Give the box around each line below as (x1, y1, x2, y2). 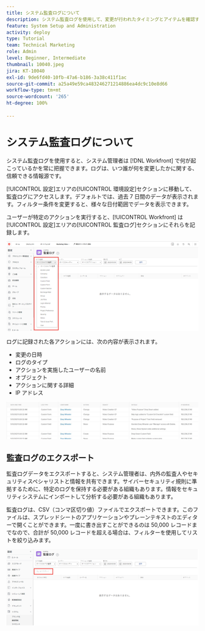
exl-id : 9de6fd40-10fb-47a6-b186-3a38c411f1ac (6, 74, 127, 81)
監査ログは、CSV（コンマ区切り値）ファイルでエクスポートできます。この (6, 506, 193, 513)
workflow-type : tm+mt (6, 87, 62, 93)
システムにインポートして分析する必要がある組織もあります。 (22, 493, 176, 500)
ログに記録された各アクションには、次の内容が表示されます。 (6, 338, 160, 345)
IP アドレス (15, 388, 44, 396)
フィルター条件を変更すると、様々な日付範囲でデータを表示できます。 (16, 200, 192, 208)
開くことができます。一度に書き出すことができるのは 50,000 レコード (16, 521, 192, 528)
